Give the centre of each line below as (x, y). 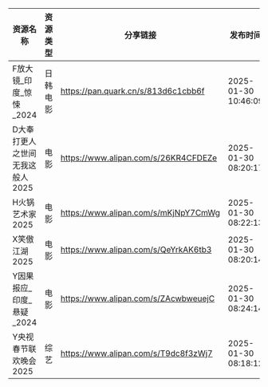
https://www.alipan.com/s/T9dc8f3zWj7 (136, 353)
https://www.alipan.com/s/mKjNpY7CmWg (140, 213)
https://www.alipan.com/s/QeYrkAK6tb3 (136, 249)
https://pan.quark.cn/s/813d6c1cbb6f (132, 91)
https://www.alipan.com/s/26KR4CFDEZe (139, 158)
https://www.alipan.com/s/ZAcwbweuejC (138, 298)
